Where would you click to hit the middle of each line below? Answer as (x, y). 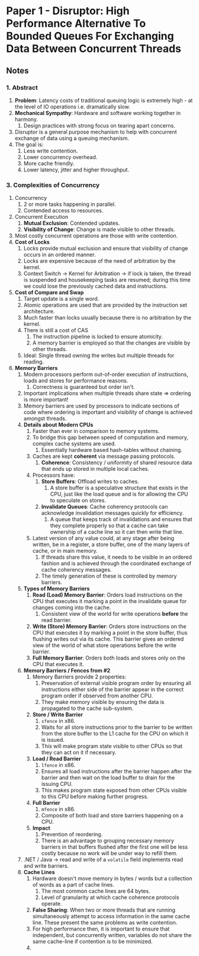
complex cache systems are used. (74, 444)
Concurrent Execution (41, 217)
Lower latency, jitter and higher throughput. (76, 170)
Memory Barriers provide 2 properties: (79, 677)
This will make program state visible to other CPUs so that (112, 746)
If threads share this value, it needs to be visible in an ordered (117, 557)
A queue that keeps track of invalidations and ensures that (121, 520)
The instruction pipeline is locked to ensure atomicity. (97, 337)
